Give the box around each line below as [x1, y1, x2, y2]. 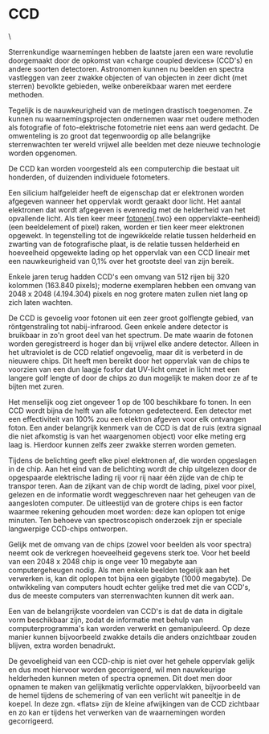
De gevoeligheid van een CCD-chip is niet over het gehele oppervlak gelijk [8, 656, 255, 666]
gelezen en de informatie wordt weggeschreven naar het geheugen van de [8, 489, 255, 499]
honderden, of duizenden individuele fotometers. [8, 172, 170, 182]
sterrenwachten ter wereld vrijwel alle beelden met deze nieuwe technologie [8, 139, 261, 149]
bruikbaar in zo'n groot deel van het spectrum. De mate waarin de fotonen [8, 330, 254, 340]
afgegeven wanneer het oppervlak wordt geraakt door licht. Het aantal [8, 196, 242, 206]
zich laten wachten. [8, 297, 73, 307]
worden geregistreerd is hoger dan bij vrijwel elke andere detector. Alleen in [8, 339, 259, 348]
